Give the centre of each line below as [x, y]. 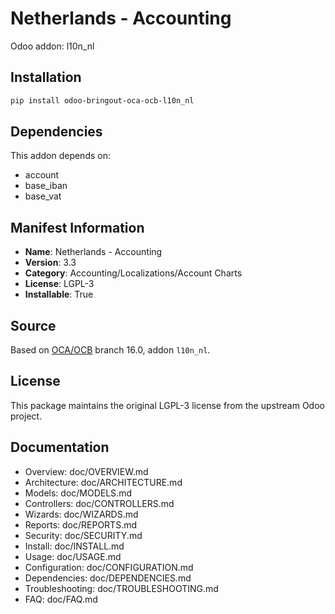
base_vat [43, 196]
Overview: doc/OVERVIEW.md [86, 471]
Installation [46, 77]
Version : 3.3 [50, 263]
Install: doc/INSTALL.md [74, 546]
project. [26, 416]
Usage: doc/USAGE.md [73, 556]
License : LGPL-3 [59, 284]
